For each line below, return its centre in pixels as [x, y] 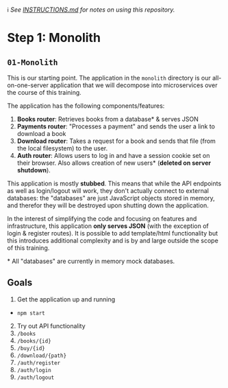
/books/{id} [34, 341]
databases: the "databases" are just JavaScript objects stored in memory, [111, 198]
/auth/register [39, 363]
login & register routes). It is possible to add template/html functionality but [113, 233]
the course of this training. [45, 92]
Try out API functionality [51, 326]
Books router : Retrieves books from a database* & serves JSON [107, 119]
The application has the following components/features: [86, 106]
